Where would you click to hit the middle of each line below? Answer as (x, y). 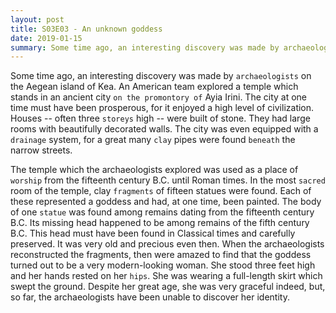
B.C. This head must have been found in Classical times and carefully (153, 233)
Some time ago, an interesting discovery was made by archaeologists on (161, 76)
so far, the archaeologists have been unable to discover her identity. (150, 297)
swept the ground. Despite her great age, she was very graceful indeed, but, (168, 287)
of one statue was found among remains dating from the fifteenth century (162, 212)
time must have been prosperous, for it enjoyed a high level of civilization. (162, 108)
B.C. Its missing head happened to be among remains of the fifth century (160, 223)
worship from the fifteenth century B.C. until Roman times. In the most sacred (168, 180)
